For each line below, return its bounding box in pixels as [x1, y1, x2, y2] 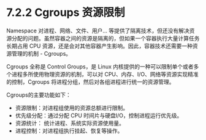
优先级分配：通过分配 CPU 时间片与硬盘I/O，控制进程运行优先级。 [15, 111, 183, 119]
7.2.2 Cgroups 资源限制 [6, 6, 126, 20]
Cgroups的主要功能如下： [6, 91, 72, 98]
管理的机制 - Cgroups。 [11, 50, 72, 57]
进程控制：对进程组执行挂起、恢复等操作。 [15, 127, 123, 134]
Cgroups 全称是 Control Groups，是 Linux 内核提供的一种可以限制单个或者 [6, 62, 194, 70]
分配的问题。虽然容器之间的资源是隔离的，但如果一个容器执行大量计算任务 [11, 34, 200, 42]
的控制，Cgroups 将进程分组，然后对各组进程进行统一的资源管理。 [6, 78, 175, 86]
